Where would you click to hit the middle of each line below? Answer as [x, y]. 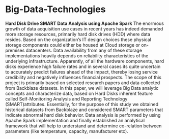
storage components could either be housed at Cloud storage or [73, 45]
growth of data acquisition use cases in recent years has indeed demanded [84, 28]
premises [15, 50]
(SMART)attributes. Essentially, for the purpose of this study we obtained [82, 104]
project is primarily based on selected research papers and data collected [83, 83]
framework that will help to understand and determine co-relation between [83, 126]
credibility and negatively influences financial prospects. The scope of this [83, 77]
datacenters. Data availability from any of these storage [84, 50]
